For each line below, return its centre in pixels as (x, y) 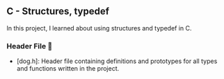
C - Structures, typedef (58, 11)
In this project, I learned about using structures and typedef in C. (99, 28)
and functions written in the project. (68, 69)
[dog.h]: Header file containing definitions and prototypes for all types (117, 61)
